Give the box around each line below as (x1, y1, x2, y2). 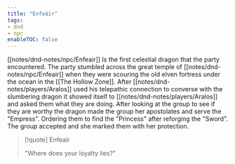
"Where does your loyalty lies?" (24, 149, 116, 158)
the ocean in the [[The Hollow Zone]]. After (7, 77, 132, 86)
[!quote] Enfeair (24, 135, 70, 144)
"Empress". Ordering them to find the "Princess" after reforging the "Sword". (7, 114, 229, 123)
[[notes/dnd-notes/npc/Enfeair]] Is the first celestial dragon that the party (7, 55, 220, 64)
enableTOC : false (7, 36, 58, 43)
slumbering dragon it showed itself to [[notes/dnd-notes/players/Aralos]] (7, 92, 218, 101)
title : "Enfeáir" (7, 10, 58, 17)
